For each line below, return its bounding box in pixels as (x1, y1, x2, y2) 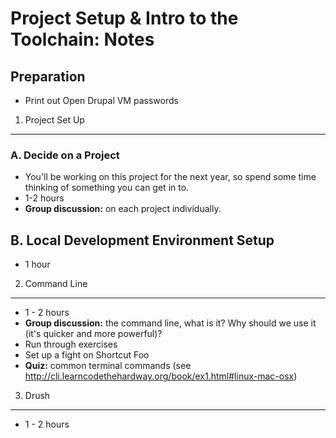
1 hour (24, 258, 51, 271)
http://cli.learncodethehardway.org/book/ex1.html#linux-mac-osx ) (24, 370, 298, 382)
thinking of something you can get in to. (24, 182, 190, 194)
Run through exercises (24, 338, 118, 351)
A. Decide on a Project (10, 148, 120, 162)
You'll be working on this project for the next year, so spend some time (24, 171, 317, 183)
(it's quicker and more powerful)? (24, 328, 163, 340)
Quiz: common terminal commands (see (24, 360, 192, 372)
